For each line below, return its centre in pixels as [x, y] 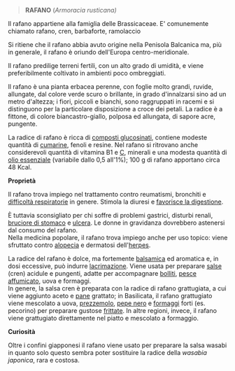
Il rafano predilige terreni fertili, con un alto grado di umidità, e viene [106, 65]
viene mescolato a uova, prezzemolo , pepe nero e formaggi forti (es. [107, 303]
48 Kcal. [20, 167]
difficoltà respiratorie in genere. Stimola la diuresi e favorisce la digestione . [116, 202]
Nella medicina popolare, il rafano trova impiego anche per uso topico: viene [118, 238]
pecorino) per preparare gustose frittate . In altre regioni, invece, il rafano [113, 310]
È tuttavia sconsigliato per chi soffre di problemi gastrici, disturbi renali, [111, 215]
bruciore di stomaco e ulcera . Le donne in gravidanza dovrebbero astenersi [116, 223]
